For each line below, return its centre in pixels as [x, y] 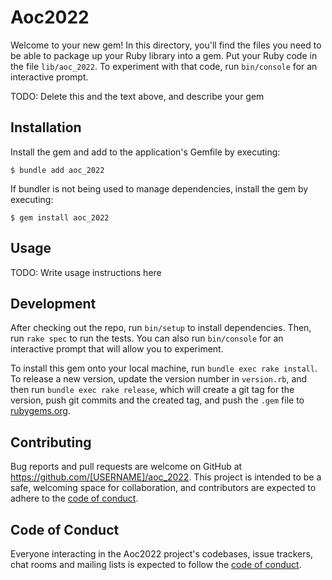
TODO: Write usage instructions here [86, 272]
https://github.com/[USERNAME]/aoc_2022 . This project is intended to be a [166, 477]
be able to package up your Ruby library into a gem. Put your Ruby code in [164, 55]
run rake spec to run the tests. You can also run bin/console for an [147, 338]
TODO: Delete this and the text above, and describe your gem [137, 96]
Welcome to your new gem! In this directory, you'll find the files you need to [166, 45]
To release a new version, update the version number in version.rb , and [159, 379]
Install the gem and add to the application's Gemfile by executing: [145, 152]
